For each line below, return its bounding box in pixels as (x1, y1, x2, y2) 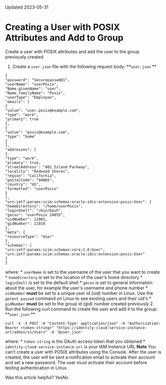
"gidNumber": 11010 (5, 221, 46, 226)
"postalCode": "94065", (5, 178, 55, 183)
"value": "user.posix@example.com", (5, 108, 81, 113)
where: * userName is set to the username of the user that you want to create (5, 269, 160, 275)
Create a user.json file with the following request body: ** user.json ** (12, 63, 157, 69)
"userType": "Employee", (5, 95, 56, 100)
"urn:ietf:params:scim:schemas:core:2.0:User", (5, 247, 106, 252)
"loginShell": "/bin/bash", (5, 208, 63, 213)
